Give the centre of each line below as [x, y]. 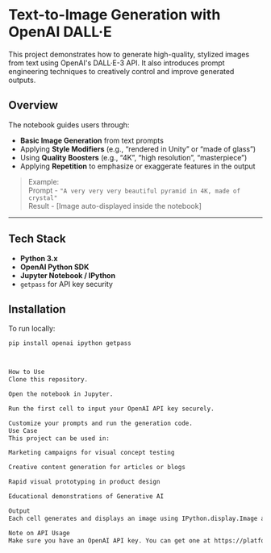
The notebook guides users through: [69, 125]
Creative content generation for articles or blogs [97, 468]
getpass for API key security [66, 284]
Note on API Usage [39, 533]
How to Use [27, 372]
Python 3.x [39, 258]
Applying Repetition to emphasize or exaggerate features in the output [138, 166]
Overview [33, 105]
